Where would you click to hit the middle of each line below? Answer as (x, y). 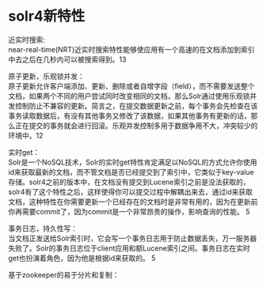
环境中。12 (26, 135)
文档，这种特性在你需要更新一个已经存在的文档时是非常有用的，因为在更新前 (133, 202)
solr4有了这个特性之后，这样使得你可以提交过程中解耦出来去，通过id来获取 (131, 191)
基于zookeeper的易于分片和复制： (64, 274)
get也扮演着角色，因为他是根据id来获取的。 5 (82, 258)
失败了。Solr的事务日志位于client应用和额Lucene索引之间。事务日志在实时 (129, 248)
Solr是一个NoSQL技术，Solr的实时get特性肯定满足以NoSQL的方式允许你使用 (133, 162)
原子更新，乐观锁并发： (46, 76)
